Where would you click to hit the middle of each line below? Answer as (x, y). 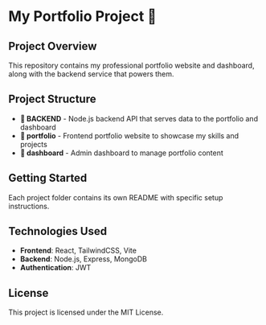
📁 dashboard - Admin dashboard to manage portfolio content (121, 153)
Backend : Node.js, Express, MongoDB (83, 259)
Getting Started (48, 178)
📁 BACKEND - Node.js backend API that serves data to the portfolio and (139, 118)
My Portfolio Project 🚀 (82, 16)
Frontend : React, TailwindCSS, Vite (78, 251)
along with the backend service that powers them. (91, 74)
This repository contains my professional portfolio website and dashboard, (131, 65)
